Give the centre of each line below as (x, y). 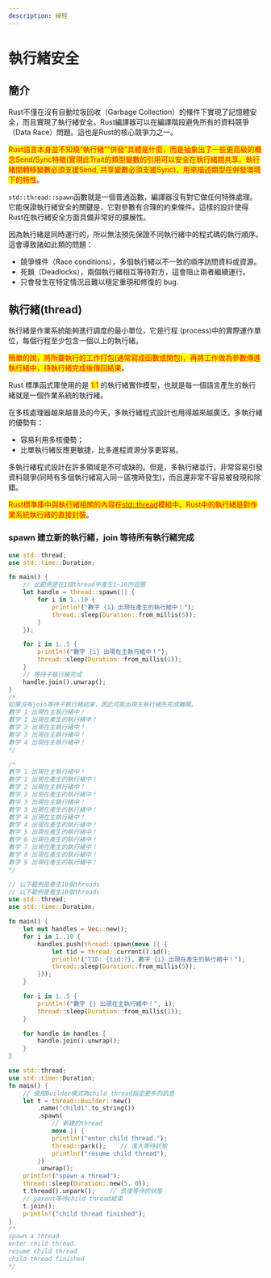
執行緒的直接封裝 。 (61, 515)
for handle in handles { (65, 1034)
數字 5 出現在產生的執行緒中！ (53, 832)
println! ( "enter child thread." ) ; (109, 1138)
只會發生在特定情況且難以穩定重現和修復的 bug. (99, 282)
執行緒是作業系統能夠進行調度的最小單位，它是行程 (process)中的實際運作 (131, 331)
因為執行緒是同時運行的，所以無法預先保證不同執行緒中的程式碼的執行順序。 (135, 234)
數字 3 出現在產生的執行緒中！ (53, 809)
